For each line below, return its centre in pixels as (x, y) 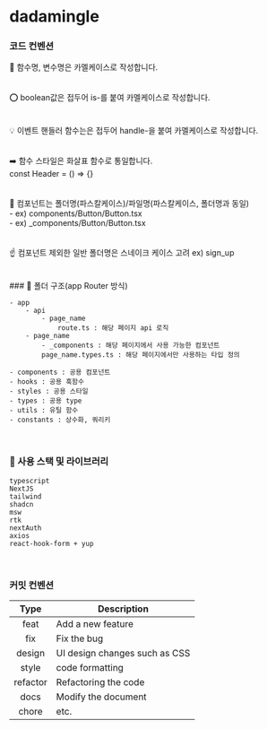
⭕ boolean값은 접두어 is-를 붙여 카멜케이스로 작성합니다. (110, 98)
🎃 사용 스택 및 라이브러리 (59, 462)
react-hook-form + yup (52, 543)
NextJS (22, 489)
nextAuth (26, 528)
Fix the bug (80, 638)
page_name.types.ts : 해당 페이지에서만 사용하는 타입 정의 (141, 355)
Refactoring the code (100, 682)
